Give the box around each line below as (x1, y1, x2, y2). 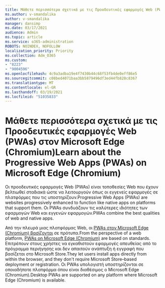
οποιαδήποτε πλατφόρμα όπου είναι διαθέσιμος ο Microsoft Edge (5, 267, 139, 273)
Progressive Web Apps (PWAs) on (5, 157, 147, 168)
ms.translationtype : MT (5, 80, 54, 85)
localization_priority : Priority (5, 48, 74, 53)
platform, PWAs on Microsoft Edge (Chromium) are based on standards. (5, 235, 151, 241)
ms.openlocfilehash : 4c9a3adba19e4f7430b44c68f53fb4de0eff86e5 (5, 71, 137, 76)
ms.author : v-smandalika (5, 12, 56, 17)
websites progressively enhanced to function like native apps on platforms (5, 200, 156, 206)
